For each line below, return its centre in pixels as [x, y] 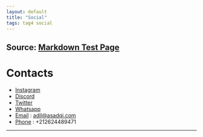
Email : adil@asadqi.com [46, 115]
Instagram [27, 90]
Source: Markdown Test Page [63, 47]
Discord [25, 96]
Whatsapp [28, 109]
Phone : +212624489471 [46, 121]
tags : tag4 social [29, 23]
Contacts [30, 73]
